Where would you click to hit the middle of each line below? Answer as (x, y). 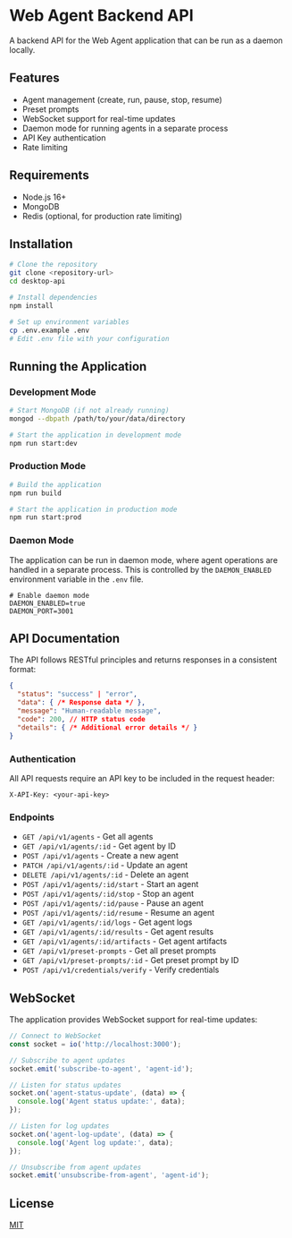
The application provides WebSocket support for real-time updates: (133, 1020)
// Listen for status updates (66, 1085)
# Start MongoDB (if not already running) (89, 411)
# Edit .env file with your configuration (89, 338)
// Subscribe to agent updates (67, 1060)
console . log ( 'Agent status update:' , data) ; (101, 1102)
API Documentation (65, 639)
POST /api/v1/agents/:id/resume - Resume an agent (118, 913)
